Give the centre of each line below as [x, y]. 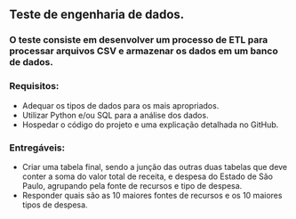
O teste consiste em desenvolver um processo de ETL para [139, 40]
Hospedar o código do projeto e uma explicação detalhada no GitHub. [150, 125]
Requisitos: [34, 86]
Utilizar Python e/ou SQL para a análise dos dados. [115, 115]
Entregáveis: [37, 148]
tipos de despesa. [55, 205]
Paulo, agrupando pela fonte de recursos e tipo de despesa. [132, 185]
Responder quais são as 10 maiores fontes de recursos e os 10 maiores [152, 195]
